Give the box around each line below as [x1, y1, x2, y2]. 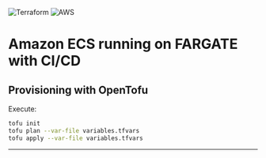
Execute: [8, 104, 37, 114]
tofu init [8, 119, 41, 127]
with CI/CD [8, 52, 82, 70]
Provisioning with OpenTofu [8, 83, 149, 96]
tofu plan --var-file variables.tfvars [8, 126, 140, 134]
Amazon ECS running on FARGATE [8, 36, 238, 53]
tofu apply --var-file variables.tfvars [8, 134, 144, 142]
